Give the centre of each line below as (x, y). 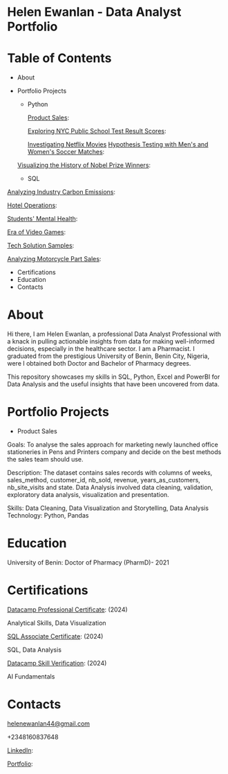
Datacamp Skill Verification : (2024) (57, 663)
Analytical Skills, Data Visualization (57, 623)
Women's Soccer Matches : (66, 152)
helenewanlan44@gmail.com (49, 724)
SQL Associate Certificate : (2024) (55, 636)
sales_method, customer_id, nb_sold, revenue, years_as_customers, (104, 480)
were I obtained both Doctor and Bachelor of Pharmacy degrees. (99, 364)
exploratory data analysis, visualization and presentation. (88, 494)
